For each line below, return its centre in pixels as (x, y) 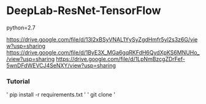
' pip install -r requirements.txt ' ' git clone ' (61, 95)
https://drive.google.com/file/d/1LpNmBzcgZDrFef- (120, 59)
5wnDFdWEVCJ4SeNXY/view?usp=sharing (61, 65)
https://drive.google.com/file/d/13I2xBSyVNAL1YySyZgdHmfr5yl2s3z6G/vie (102, 39)
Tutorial (18, 81)
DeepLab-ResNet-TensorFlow (84, 11)
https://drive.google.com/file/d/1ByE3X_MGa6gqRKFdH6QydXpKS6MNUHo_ (103, 52)
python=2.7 (21, 28)
